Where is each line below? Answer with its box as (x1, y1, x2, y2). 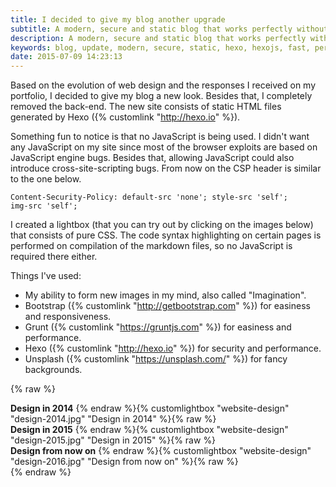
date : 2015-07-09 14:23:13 (10, 52, 123, 62)
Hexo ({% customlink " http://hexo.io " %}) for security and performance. (24, 342, 322, 355)
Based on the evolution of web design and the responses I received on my (10, 79, 317, 91)
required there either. (10, 251, 98, 263)
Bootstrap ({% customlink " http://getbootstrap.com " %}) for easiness (24, 300, 311, 312)
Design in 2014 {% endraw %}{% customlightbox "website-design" (10, 402, 290, 415)
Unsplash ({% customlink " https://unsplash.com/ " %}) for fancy (24, 353, 288, 365)
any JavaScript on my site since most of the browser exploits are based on (10, 141, 318, 153)
